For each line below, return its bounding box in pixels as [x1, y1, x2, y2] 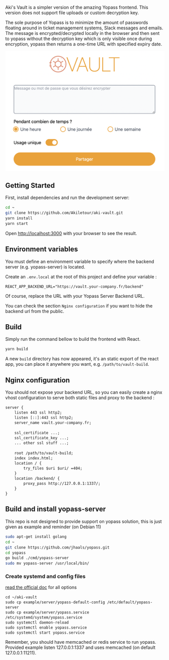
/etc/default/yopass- [107, 600, 153, 605]
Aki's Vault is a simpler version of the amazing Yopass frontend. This [5, 5, 148, 10]
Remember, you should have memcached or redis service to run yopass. [5, 639, 156, 645]
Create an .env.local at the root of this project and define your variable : [5, 274, 157, 280]
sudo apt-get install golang [5, 534, 67, 539]
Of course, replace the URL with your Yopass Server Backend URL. [5, 293, 145, 299]
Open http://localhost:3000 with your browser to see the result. [5, 230, 138, 236]
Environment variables [5, 245, 78, 254]
